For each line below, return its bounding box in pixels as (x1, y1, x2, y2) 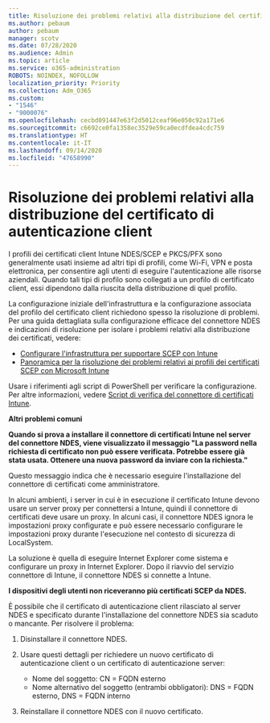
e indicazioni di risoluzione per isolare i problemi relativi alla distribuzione (8, 325, 251, 335)
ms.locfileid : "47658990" (8, 154, 95, 162)
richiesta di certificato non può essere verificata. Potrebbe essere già (8, 447, 245, 457)
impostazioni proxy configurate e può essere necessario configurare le (8, 520, 243, 531)
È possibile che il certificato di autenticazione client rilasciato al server (8, 602, 241, 611)
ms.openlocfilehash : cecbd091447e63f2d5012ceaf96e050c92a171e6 (8, 117, 225, 125)
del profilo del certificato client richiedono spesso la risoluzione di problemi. (8, 307, 260, 318)
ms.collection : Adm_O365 (8, 86, 92, 95)
